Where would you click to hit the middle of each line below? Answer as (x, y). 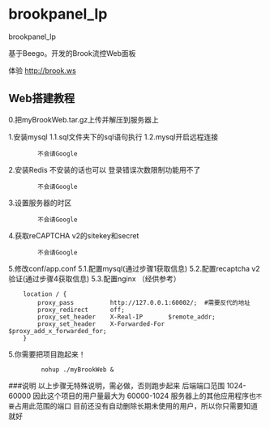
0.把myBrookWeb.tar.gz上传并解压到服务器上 (84, 119)
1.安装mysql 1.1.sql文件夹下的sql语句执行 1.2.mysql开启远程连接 (114, 137)
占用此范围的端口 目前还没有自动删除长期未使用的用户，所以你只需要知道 (136, 405)
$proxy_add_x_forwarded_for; (58, 331)
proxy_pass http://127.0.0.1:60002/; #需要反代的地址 (144, 302)
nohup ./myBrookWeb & (77, 370)
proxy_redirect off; (81, 310)
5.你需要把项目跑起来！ (47, 354)
